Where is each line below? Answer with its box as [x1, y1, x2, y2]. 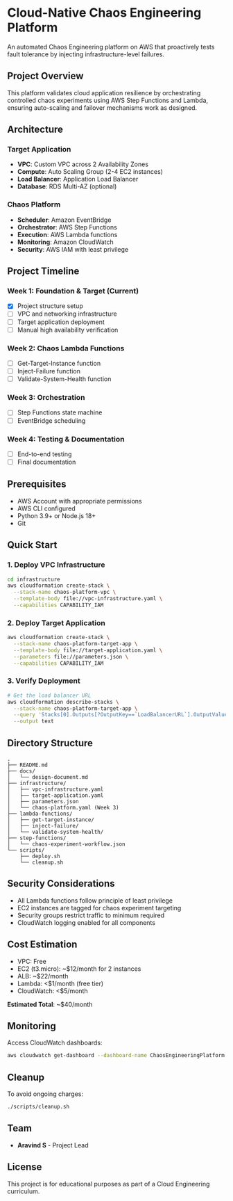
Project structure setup [17, 302, 83, 310]
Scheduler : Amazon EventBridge [17, 216, 112, 224]
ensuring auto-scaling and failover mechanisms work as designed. [7, 103, 198, 112]
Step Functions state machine [17, 408, 103, 417]
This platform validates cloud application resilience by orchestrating [7, 88, 201, 97]
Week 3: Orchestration [7, 393, 85, 403]
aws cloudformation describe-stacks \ [7, 698, 119, 705]
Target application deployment [17, 318, 105, 326]
